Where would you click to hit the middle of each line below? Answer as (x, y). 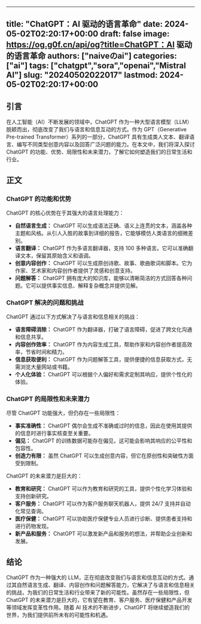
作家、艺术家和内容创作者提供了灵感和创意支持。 (75, 270)
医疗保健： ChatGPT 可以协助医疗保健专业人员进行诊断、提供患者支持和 (103, 519)
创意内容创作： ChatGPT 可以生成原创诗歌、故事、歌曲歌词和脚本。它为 (103, 263)
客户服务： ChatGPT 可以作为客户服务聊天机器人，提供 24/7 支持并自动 (103, 504)
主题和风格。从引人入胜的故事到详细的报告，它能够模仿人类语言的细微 (101, 233)
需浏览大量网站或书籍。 (44, 367)
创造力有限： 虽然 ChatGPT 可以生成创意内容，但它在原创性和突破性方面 (104, 456)
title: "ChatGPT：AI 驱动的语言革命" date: (85, 24)
